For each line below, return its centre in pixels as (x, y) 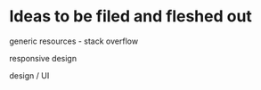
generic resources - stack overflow (74, 41)
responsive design (43, 58)
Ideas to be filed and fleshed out (130, 16)
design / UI (29, 75)
